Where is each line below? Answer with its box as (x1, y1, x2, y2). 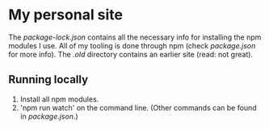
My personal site (8, 6, 124, 24)
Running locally (8, 73, 89, 86)
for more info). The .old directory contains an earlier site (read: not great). (8, 49, 253, 59)
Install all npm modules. (19, 94, 99, 104)
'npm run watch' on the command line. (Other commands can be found (19, 102, 257, 112)
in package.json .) (19, 111, 78, 121)
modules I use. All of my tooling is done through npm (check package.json (8, 40, 256, 50)
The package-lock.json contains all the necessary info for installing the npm (8, 32, 262, 42)
